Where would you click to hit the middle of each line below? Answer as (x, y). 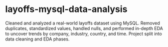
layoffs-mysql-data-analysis (66, 9)
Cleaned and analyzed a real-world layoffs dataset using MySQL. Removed (83, 23)
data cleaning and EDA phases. (37, 39)
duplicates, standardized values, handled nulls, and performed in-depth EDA (84, 28)
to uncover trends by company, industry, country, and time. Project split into (83, 33)
